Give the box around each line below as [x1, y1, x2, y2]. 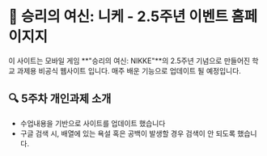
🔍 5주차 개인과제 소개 [8, 92, 112, 106]
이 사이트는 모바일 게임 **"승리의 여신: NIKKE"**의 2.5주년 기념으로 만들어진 [8, 56, 251, 65]
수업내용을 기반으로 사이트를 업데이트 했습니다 [19, 118, 166, 128]
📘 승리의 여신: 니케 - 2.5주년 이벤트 [8, 7, 228, 26]
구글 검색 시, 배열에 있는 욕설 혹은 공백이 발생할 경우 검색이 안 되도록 [19, 129, 236, 138]
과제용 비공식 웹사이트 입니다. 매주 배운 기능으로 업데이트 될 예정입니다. [16, 65, 241, 75]
